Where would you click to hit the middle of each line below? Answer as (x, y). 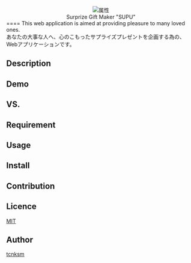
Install (18, 165)
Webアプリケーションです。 (41, 44)
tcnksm (16, 254)
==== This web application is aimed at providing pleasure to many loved (95, 23)
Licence (22, 207)
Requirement (31, 125)
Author (20, 240)
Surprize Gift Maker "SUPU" (101, 17)
